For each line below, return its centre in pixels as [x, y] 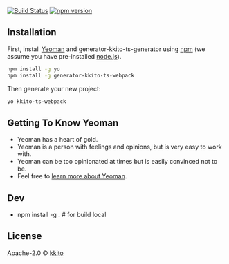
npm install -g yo [34, 69]
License [25, 236]
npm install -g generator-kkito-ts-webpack [71, 75]
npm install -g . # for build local [62, 215]
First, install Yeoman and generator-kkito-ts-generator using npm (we [106, 49]
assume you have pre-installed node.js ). [64, 56]
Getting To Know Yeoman [63, 123]
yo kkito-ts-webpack [37, 101]
